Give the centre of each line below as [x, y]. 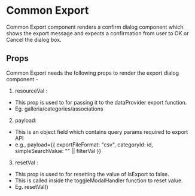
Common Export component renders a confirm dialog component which [95, 27]
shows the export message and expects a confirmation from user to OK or [97, 33]
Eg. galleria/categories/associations [59, 109]
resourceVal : [31, 91]
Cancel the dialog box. [34, 39]
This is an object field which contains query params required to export [101, 131]
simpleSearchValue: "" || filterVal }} [58, 151]
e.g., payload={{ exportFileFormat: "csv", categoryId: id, [84, 145]
